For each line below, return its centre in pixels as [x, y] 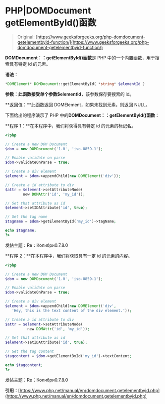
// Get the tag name [27, 217]
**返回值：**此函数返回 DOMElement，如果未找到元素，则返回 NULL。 [78, 104]
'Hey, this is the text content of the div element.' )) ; [72, 310]
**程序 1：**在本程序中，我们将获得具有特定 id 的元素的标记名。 [71, 126]
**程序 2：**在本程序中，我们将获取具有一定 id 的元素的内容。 [69, 256]
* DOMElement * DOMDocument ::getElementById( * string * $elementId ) [75, 84]
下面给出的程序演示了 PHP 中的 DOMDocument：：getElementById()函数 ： [82, 115]
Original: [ [27, 37]
